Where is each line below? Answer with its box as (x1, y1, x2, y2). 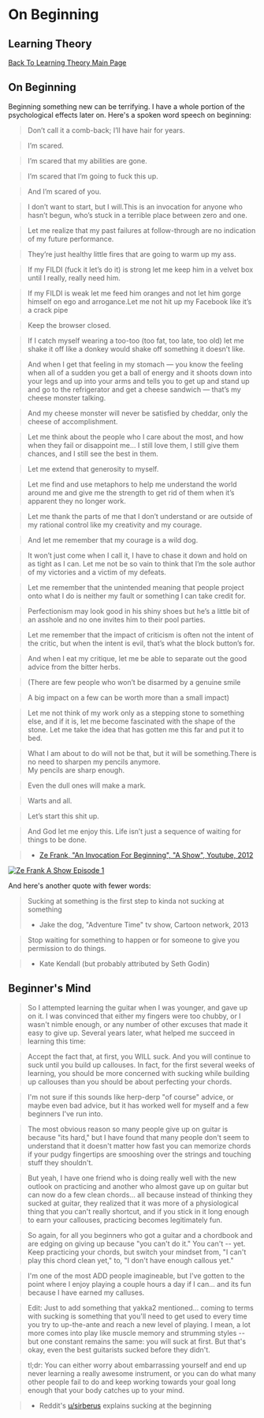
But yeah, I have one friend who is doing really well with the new (27, 1173, 236, 1183)
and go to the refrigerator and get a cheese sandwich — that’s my (27, 385, 242, 394)
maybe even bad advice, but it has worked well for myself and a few (27, 1100, 250, 1110)
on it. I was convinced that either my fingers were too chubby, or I (27, 1011, 242, 1021)
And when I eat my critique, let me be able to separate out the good (27, 653, 247, 663)
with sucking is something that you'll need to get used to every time (27, 1311, 247, 1321)
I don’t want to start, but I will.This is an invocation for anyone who (27, 201, 243, 211)
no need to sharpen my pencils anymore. (27, 757, 161, 766)
